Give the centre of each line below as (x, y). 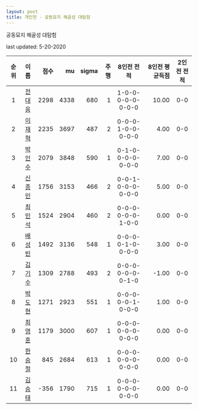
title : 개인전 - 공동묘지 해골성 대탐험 (48, 17)
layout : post (22, 12)
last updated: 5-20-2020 (36, 46)
